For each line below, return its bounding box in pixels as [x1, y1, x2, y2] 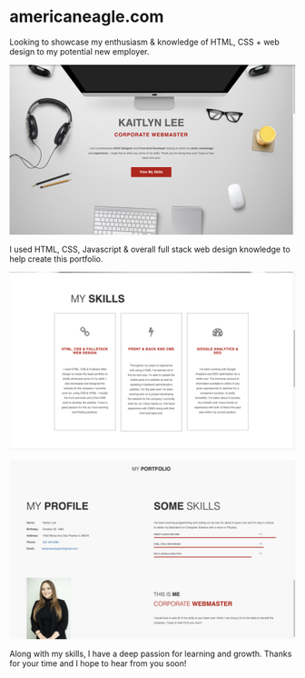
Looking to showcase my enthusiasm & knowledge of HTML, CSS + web [9, 36, 280, 47]
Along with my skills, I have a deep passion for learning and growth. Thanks [9, 648, 292, 659]
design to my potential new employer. [9, 45, 150, 56]
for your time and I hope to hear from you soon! [9, 657, 187, 669]
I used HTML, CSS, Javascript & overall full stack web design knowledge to [9, 244, 290, 254]
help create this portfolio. [9, 253, 103, 264]
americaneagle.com [9, 6, 164, 27]
